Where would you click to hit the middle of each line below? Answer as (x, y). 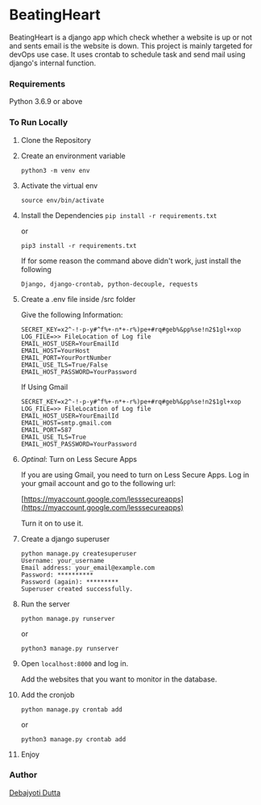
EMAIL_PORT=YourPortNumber (66, 358)
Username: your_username (62, 560)
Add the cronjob (48, 694)
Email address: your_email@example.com (88, 568)
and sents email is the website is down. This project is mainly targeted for (131, 45)
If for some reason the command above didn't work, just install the (131, 261)
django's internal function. (53, 63)
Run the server (46, 604)
